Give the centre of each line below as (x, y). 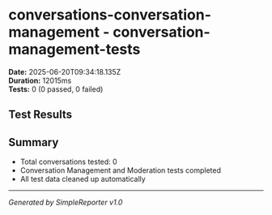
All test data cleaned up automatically (83, 179)
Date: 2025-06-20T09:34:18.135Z (65, 71)
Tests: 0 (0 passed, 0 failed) (56, 89)
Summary (34, 142)
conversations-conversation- (110, 15)
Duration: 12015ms (40, 80)
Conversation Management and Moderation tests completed (120, 170)
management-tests (74, 49)
